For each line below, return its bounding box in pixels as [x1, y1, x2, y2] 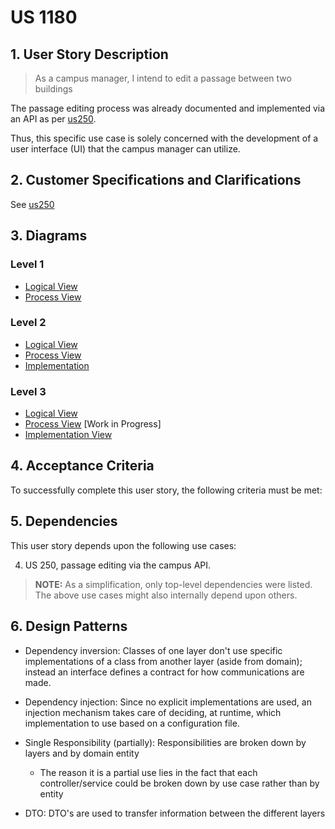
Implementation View [24, 429, 113, 441]
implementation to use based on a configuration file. [24, 717, 240, 729]
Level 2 [10, 316, 47, 330]
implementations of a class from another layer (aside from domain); [24, 655, 303, 667]
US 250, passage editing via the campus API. [24, 559, 212, 571]
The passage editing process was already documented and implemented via [10, 102, 326, 114]
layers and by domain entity [24, 747, 140, 759]
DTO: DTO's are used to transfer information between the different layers [24, 807, 326, 819]
